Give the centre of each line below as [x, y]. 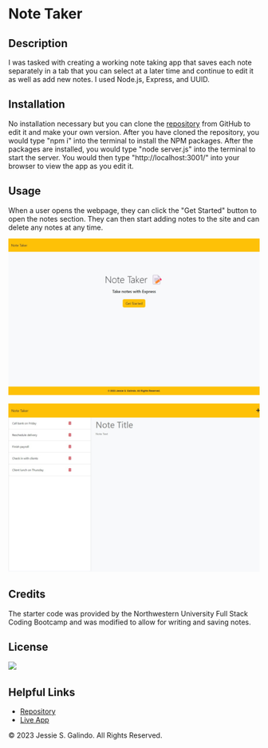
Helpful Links [42, 692]
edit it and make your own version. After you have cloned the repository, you [134, 132]
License [28, 647]
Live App [34, 720]
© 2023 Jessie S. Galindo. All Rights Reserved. [85, 735]
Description [38, 43]
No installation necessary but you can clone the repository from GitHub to [130, 124]
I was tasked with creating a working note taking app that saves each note [130, 62]
